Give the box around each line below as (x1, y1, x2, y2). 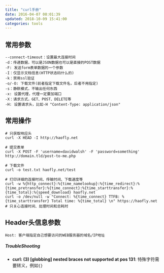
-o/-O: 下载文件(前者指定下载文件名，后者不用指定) (5, 81, 98, 86)
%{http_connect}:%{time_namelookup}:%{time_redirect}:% (23, 181, 140, 186)
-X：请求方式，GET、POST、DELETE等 (5, 97, 71, 102)
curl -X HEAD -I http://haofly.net (5, 135, 78, 140)
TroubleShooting (5, 243, 40, 249)
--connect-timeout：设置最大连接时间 (5, 55, 76, 60)
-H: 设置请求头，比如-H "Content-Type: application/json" (5, 102, 121, 107)
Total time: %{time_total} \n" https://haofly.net (51, 198, 158, 203)
